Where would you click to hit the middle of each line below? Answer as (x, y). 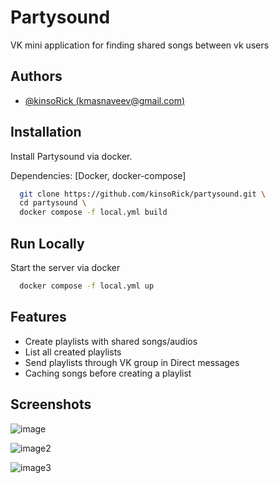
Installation (46, 132)
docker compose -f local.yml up (87, 286)
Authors (36, 76)
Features (38, 317)
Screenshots (51, 404)
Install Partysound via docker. (71, 156)
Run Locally (47, 243)
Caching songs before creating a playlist (108, 373)
